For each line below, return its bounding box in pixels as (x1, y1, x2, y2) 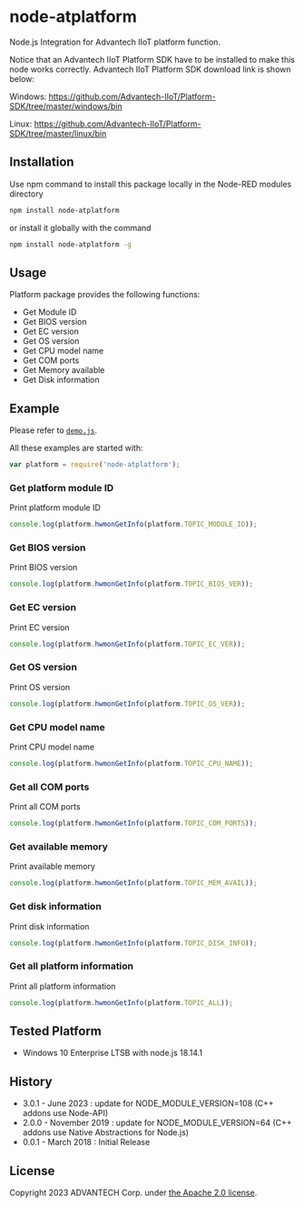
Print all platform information (9, 981, 116, 991)
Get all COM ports (9, 780, 90, 793)
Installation (9, 155, 74, 170)
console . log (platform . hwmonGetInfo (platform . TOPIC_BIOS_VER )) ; (9, 579, 254, 588)
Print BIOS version (9, 562, 78, 573)
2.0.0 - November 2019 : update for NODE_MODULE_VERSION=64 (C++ (22, 1117, 292, 1129)
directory (9, 188, 44, 199)
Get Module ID (22, 307, 77, 317)
